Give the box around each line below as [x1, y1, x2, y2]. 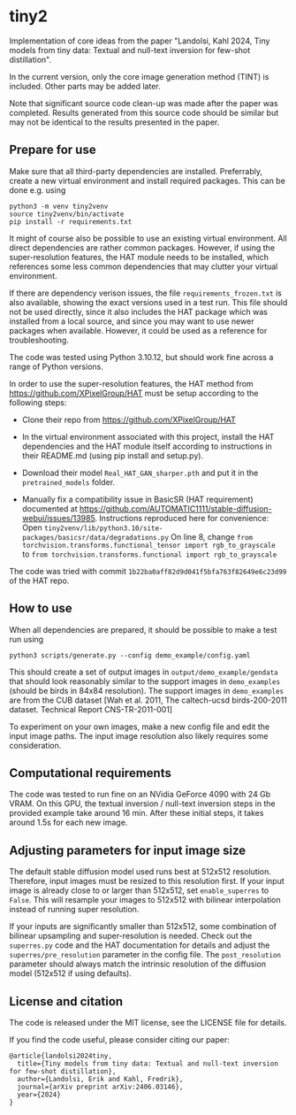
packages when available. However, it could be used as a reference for [9, 325, 268, 335]
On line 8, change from [171, 531, 254, 542]
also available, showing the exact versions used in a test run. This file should [9, 296, 288, 307]
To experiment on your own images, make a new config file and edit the [9, 721, 270, 732]
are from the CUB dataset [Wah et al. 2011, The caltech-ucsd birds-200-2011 [9, 695, 287, 705]
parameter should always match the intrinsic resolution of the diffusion [9, 958, 267, 970]
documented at [21, 503, 78, 514]
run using [9, 634, 44, 644]
